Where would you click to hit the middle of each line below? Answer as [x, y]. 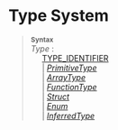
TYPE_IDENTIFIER [75, 58]
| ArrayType [64, 77]
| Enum [55, 106]
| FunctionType [69, 87]
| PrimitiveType [69, 68]
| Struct [55, 97]
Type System [59, 16]
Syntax [42, 40]
